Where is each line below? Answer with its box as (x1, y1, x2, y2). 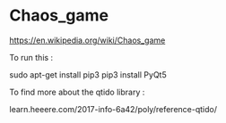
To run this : (9, 52, 54, 62)
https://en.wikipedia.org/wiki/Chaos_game (9, 35, 166, 45)
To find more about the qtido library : (9, 86, 145, 97)
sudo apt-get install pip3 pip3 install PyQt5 (9, 69, 168, 80)
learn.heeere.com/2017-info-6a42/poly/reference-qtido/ (9, 103, 218, 114)
